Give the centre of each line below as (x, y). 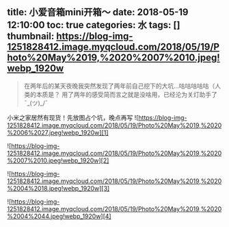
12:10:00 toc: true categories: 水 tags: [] (94, 25)
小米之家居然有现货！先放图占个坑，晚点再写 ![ (73, 117)
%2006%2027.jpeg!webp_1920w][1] (58, 132)
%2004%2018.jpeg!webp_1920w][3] (58, 188)
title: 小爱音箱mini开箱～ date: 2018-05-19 (98, 12)
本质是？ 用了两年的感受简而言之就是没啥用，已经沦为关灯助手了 (126, 94)
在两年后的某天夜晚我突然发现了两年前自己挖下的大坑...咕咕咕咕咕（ (119, 86)
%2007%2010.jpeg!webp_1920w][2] (58, 160)
